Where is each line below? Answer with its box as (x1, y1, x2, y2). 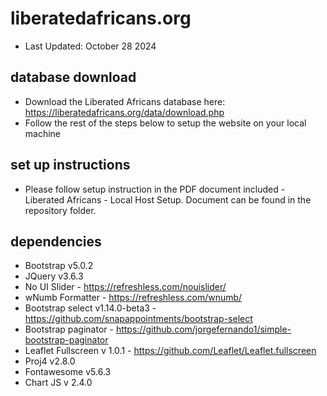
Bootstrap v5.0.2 (24, 260, 94, 272)
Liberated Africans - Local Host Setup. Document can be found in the (24, 193, 312, 206)
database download (10, 69, 137, 86)
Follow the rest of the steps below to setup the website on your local (24, 117, 307, 129)
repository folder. (24, 204, 97, 216)
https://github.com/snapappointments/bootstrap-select (24, 313, 253, 325)
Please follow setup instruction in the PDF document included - (24, 183, 286, 195)
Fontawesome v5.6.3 (24, 366, 112, 378)
